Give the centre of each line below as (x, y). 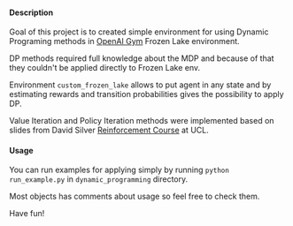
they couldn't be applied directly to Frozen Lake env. (105, 68)
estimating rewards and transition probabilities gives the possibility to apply (147, 94)
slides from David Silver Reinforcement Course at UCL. (109, 130)
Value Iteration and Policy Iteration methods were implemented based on (142, 121)
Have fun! (27, 214)
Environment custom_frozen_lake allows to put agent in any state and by (140, 85)
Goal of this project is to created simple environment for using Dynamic (139, 32)
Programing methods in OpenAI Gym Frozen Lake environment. (125, 41)
